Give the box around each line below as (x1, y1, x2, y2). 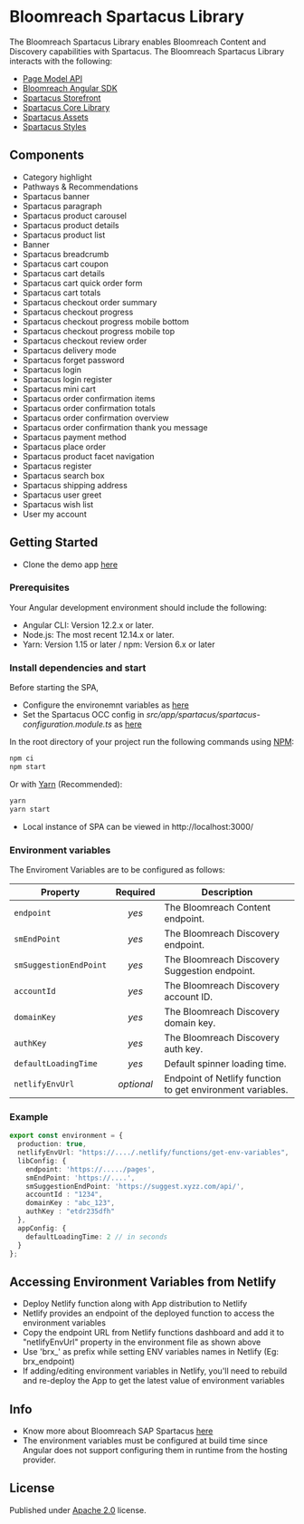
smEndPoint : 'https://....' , (25, 1173, 136, 1182)
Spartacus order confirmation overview (22, 412, 169, 423)
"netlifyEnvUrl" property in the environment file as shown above (22, 1336, 261, 1347)
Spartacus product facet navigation (22, 450, 156, 461)
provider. (22, 1454, 56, 1465)
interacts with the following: (9, 55, 113, 66)
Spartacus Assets (22, 111, 89, 122)
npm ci (9, 754, 34, 763)
